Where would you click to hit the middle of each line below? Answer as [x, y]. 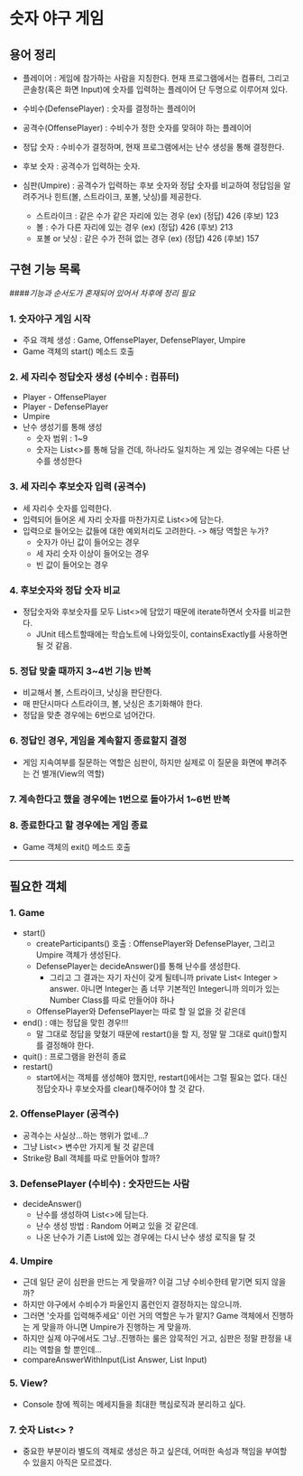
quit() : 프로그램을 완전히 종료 [74, 1056]
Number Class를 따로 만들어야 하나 [112, 1000]
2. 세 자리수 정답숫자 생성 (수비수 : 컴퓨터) [94, 378]
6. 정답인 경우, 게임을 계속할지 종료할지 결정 [98, 741]
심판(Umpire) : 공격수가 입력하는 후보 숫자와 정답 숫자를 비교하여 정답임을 [151, 185]
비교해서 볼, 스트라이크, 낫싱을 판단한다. [92, 693]
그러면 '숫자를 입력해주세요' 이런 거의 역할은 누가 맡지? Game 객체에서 [146, 1316]
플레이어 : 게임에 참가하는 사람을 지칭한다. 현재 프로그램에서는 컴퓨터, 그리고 [156, 78]
